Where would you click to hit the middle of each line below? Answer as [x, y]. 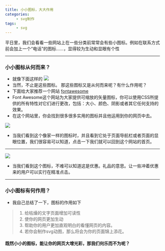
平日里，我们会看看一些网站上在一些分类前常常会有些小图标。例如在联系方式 [82, 43]
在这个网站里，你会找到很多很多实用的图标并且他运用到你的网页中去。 [83, 116]
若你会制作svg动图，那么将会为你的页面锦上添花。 [75, 231]
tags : [11, 23]
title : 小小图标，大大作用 [29, 10]
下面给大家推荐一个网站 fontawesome [50, 91]
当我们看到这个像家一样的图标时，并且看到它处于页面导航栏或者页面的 [83, 135]
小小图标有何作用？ [28, 191]
